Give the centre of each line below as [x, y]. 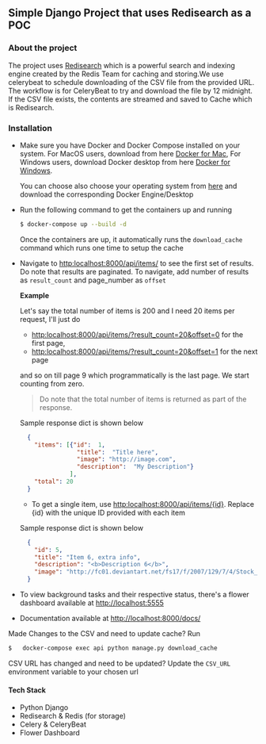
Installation [30, 128]
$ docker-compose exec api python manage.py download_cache [113, 648]
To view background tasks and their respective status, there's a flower [134, 595]
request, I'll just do [50, 319]
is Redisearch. [31, 107]
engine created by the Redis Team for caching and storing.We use [116, 74]
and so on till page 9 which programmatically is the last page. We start [134, 375]
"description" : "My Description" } [135, 467]
